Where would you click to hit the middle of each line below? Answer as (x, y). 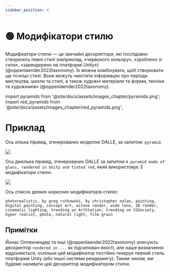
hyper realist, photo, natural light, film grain (59, 214)
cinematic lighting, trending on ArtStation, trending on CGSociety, (81, 210)
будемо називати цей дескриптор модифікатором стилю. (68, 264)
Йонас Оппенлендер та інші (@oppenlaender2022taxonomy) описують (82, 242)
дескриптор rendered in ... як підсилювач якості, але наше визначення (84, 248)
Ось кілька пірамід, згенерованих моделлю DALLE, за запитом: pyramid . (84, 142)
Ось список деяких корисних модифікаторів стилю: (62, 191)
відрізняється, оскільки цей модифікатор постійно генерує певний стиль (85, 253)
